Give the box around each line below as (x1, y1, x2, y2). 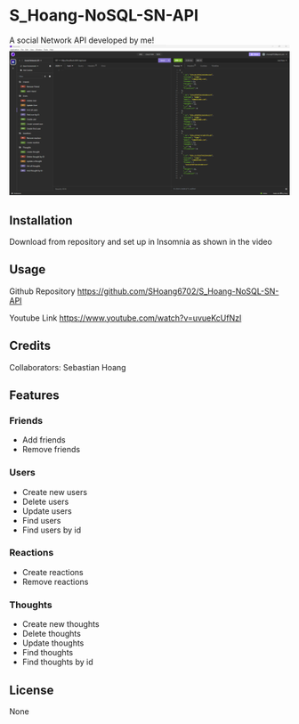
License (9, 682, 54, 697)
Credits (9, 338, 52, 354)
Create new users (21, 486, 87, 497)
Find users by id (21, 525, 82, 535)
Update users (21, 505, 73, 517)
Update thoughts (21, 638, 85, 648)
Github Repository (9, 286, 76, 297)
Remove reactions (21, 576, 89, 587)
